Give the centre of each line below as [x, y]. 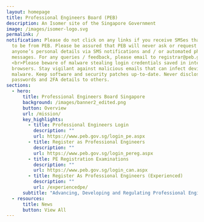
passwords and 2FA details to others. [61, 80]
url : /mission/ [42, 114]
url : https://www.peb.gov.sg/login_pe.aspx [89, 137]
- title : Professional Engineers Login [79, 125]
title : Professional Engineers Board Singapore [84, 97]
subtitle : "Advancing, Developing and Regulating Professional [104, 193]
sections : [19, 86]
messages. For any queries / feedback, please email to [84, 57]
